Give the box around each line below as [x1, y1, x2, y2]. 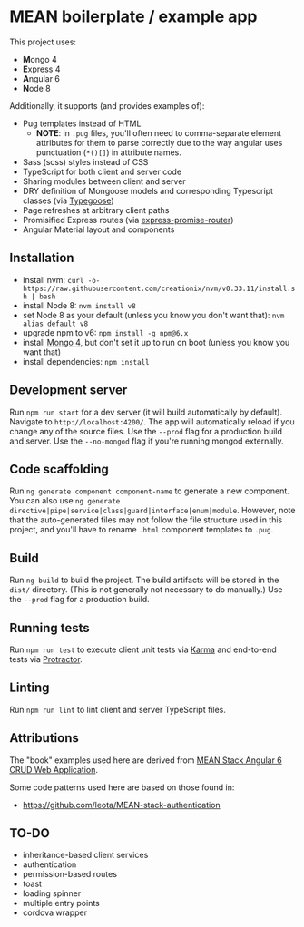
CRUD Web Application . [9, 764, 98, 775]
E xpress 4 [22, 63, 61, 74]
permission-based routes [22, 869, 118, 880]
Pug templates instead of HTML [22, 118, 142, 129]
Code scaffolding [9, 461, 109, 477]
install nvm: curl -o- [22, 274, 101, 285]
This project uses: [9, 36, 77, 47]
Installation [9, 250, 74, 266]
